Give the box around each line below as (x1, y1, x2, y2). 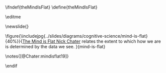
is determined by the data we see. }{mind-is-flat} (5, 44, 106, 49)
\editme (5, 14, 21, 19)
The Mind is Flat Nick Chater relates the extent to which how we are (22, 38, 162, 44)
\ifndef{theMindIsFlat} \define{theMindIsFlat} (5, 4, 98, 10)
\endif (5, 63, 17, 69)
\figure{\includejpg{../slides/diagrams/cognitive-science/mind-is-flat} (5, 33, 148, 39)
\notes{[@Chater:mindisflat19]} (5, 53, 69, 59)
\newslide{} (5, 23, 29, 29)
